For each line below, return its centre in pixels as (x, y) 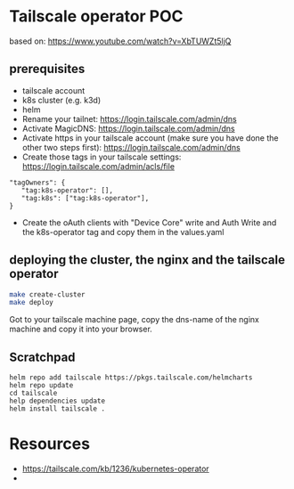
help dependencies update (57, 401)
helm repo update (41, 386)
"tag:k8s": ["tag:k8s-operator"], (85, 198)
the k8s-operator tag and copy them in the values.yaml (123, 232)
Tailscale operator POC (97, 16)
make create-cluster (48, 294)
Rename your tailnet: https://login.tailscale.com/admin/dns (130, 118)
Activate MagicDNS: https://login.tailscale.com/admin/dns (128, 128)
